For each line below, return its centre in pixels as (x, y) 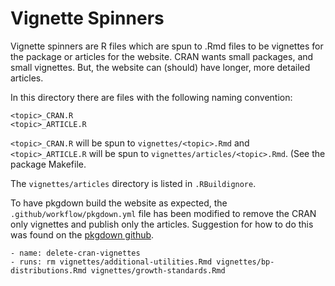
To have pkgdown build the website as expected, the (119, 203)
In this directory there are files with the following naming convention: (151, 97)
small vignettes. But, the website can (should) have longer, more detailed (160, 67)
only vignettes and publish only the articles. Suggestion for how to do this (162, 224)
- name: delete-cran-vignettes (75, 253)
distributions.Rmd (48, 270)
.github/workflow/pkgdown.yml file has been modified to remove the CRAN (163, 213)
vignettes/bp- (245, 262)
